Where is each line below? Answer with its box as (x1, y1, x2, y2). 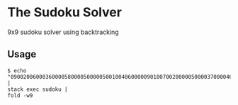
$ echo (7, 67, 27, 74)
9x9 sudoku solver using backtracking (7, 28, 119, 36)
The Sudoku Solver (7, 4, 123, 21)
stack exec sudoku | (7, 86, 69, 93)
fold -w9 (7, 92, 33, 99)
